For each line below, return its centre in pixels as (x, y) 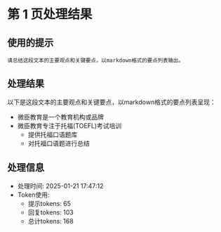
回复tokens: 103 (51, 212)
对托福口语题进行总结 (59, 143)
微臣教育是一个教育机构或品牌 (60, 117)
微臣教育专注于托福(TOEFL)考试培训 (69, 125)
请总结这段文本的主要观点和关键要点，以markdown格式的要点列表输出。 (96, 60)
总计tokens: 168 (51, 221)
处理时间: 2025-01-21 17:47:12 (60, 186)
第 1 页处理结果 (50, 14)
